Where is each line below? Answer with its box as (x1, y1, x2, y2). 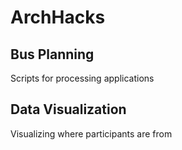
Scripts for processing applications (10, 72, 155, 84)
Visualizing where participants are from (10, 127, 173, 140)
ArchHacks (10, 6, 106, 29)
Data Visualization (10, 101, 127, 118)
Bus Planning (10, 46, 95, 63)
